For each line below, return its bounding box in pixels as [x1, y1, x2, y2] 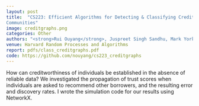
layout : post [6, 8, 38, 15]
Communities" [6, 20, 38, 25]
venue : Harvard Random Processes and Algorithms [6, 42, 129, 48]
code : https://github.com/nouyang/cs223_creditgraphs [6, 53, 142, 59]
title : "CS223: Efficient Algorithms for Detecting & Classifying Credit [6, 14, 195, 20]
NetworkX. [6, 94, 33, 101]
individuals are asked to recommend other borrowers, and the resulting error [6, 81, 193, 89]
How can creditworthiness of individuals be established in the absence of [6, 69, 185, 76]
